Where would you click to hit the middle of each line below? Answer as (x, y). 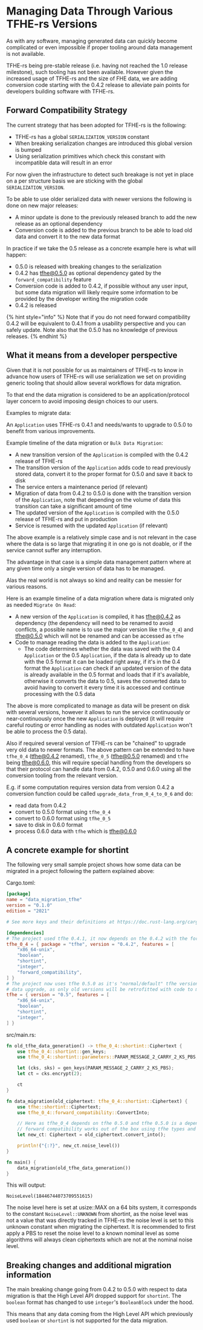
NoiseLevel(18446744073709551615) (50, 1197)
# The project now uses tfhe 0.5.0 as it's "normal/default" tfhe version (102, 984)
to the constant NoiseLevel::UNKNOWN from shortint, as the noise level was (97, 1214)
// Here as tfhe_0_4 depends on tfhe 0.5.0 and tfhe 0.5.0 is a (100, 1124)
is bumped (28, 149)
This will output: (26, 1185)
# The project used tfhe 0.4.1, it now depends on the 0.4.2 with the (97, 939)
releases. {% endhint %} (37, 336)
